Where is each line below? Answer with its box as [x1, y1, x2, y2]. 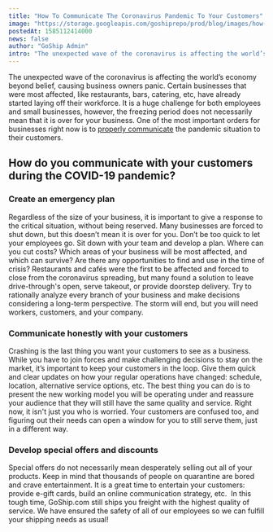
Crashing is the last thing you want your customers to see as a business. [8, 345, 251, 355]
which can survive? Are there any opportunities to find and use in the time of [8, 255, 265, 265]
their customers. [8, 133, 63, 143]
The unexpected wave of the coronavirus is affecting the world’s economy [8, 73, 258, 81]
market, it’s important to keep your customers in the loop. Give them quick [8, 363, 256, 373]
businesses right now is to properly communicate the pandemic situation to [8, 124, 261, 134]
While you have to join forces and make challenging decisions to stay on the [8, 354, 262, 364]
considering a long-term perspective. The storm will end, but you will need [8, 298, 258, 308]
